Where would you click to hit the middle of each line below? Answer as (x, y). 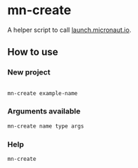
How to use (33, 52)
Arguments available (44, 111)
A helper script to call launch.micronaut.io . (69, 30)
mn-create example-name (43, 93)
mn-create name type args (46, 126)
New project (29, 72)
